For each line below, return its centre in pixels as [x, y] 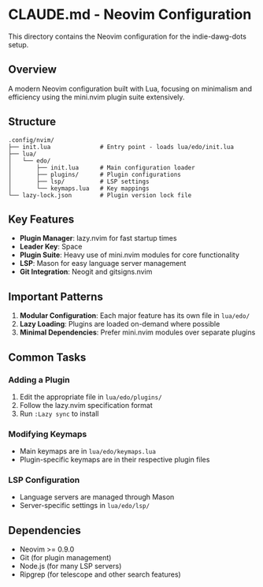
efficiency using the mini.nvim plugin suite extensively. [96, 97]
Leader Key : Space [51, 247]
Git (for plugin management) [65, 558]
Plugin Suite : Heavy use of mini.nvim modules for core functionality [130, 255]
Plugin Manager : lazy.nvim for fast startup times [98, 238]
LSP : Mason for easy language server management [103, 264]
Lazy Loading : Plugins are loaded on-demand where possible [120, 324]
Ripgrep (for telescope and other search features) [100, 574]
